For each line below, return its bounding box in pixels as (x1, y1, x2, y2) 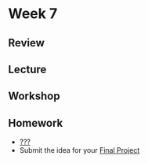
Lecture (8, 62, 47, 76)
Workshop (8, 90, 60, 103)
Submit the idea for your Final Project (19, 146, 140, 155)
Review (8, 36, 45, 50)
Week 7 (8, 5, 58, 23)
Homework (8, 116, 63, 130)
